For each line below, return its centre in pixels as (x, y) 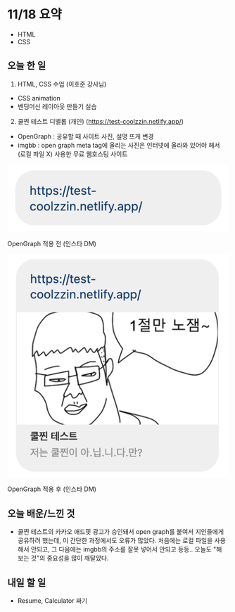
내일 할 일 (27, 582)
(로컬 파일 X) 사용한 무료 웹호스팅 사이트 (72, 154)
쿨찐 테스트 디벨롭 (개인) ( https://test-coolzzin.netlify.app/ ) (101, 121)
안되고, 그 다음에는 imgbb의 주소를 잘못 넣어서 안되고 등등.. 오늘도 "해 (126, 549)
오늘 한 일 (27, 66)
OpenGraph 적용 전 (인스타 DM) (52, 243)
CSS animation (39, 98)
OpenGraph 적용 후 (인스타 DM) (52, 489)
